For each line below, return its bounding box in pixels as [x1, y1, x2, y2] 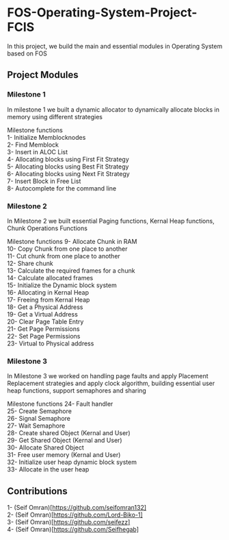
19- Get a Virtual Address [7, 310, 79, 318]
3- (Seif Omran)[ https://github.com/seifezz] [7, 518, 131, 526]
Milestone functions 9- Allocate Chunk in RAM [7, 237, 137, 245]
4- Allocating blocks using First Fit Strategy [7, 155, 129, 163]
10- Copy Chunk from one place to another [7, 245, 128, 253]
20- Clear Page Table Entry [7, 317, 84, 326]
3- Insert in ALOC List [7, 147, 68, 156]
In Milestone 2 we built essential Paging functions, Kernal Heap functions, [7, 217, 215, 225]
